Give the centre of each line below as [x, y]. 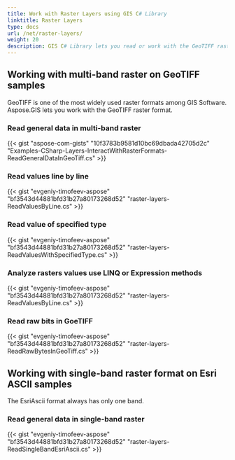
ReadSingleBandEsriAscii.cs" [49, 449]
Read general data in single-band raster [76, 419]
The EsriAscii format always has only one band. [76, 401]
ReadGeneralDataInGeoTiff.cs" [51, 158]
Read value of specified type [57, 225]
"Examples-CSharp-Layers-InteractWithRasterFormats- [87, 151]
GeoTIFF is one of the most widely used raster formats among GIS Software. [117, 102]
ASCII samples [40, 384]
